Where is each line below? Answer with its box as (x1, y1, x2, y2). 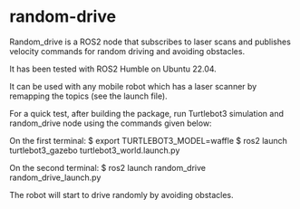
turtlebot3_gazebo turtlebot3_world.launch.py (9, 145, 180, 156)
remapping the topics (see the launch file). (9, 90, 168, 101)
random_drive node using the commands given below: (9, 118, 212, 128)
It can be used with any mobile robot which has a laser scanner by (9, 81, 257, 91)
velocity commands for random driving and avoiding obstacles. (9, 45, 246, 56)
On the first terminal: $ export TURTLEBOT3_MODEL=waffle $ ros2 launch (9, 135, 288, 146)
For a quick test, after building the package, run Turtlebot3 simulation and (9, 108, 284, 119)
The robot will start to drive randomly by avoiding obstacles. (9, 189, 234, 200)
